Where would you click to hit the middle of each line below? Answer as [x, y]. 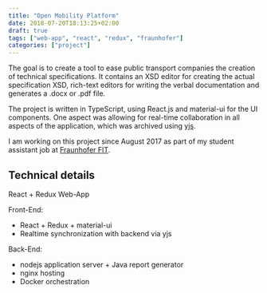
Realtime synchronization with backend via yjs [96, 233]
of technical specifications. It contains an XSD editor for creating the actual [132, 77]
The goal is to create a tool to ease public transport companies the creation [132, 68]
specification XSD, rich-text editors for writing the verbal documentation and [134, 85]
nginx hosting [42, 273]
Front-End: [26, 209]
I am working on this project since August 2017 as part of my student [121, 141]
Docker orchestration [55, 281]
